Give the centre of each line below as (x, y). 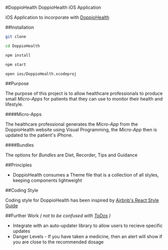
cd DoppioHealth (23, 46)
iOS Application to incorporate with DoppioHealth (57, 17)
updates (22, 231)
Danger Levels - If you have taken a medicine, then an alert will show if (87, 237)
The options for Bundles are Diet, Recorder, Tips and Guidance (71, 155)
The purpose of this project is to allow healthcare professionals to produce (84, 93)
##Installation (20, 27)
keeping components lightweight (47, 180)
